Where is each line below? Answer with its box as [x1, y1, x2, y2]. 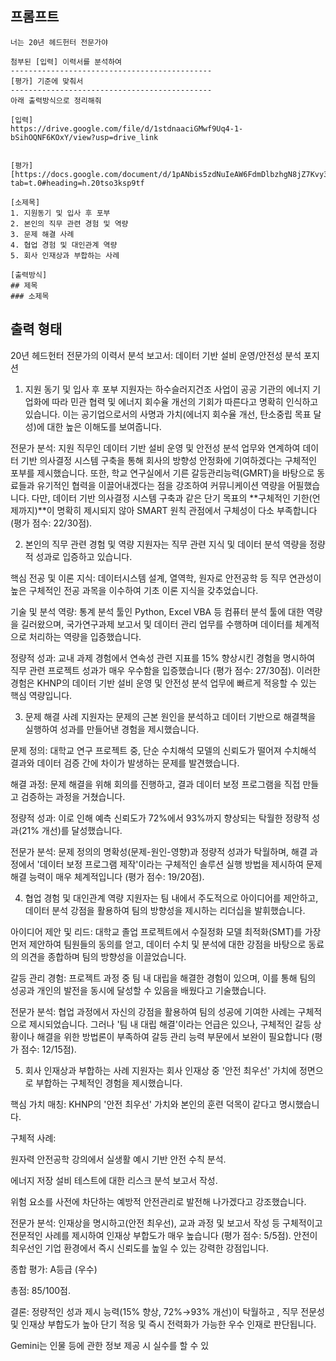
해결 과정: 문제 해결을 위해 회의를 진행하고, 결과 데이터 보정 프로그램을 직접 [10, 778, 301, 790]
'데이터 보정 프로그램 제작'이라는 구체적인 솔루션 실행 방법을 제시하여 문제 [36, 858, 323, 870]
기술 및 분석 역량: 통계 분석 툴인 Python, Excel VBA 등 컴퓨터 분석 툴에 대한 [10, 605, 305, 617]
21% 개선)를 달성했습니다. [21, 824, 123, 836]
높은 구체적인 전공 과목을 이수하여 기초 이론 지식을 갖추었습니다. [10, 584, 259, 596]
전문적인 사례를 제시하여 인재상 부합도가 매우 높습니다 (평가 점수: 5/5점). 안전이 [10, 1229, 318, 1241]
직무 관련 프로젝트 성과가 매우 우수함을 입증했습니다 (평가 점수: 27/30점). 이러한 [10, 664, 321, 676]
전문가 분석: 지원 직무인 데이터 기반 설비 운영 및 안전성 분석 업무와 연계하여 [10, 442, 301, 454]
